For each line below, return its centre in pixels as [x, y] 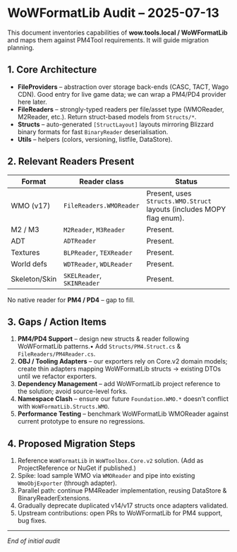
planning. [21, 47]
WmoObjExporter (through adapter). [67, 483]
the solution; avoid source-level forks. [73, 391]
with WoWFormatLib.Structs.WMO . [63, 407]
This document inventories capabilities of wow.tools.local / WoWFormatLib [117, 32]
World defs [29, 264]
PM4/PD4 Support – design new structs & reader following [103, 339]
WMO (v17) [31, 205]
